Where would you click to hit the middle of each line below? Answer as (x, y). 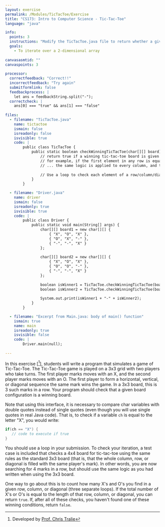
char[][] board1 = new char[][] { (75, 230)
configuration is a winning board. (39, 395)
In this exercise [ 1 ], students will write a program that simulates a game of (79, 363)
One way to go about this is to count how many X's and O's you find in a (78, 484)
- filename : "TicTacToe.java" (40, 120)
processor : (16, 74)
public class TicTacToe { (49, 147)
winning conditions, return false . (38, 505)
